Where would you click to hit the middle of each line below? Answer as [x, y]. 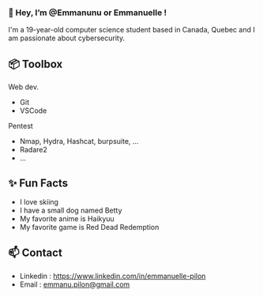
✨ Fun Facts [38, 183]
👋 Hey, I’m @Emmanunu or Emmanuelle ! [88, 13]
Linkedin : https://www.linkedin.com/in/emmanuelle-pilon [113, 276]
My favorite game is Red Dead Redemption [89, 227]
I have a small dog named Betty [71, 210]
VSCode [33, 111]
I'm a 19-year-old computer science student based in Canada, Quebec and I [131, 30]
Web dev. [24, 87]
